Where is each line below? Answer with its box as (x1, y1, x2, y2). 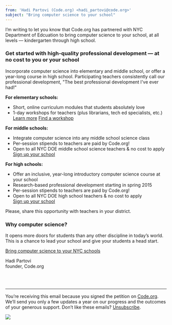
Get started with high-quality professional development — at (5, 50, 160, 57)
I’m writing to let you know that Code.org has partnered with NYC (5, 26, 143, 32)
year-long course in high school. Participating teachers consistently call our (5, 73, 165, 79)
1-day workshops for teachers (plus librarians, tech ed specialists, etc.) (12, 110, 163, 116)
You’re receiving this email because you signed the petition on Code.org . (5, 293, 159, 299)
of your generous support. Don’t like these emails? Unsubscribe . (5, 304, 141, 310)
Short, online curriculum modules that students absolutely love (12, 104, 145, 110)
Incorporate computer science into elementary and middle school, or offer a (5, 68, 165, 74)
